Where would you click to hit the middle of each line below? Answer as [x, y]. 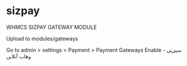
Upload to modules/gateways [42, 38]
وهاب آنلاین [19, 56]
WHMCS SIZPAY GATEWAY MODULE [52, 27]
